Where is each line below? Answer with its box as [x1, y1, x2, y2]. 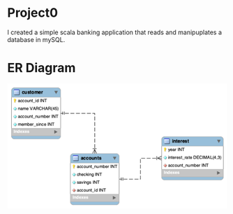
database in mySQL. [7, 35, 66, 43]
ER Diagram [7, 60, 76, 76]
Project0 [7, 5, 58, 21]
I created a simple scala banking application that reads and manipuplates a [7, 28, 222, 36]
